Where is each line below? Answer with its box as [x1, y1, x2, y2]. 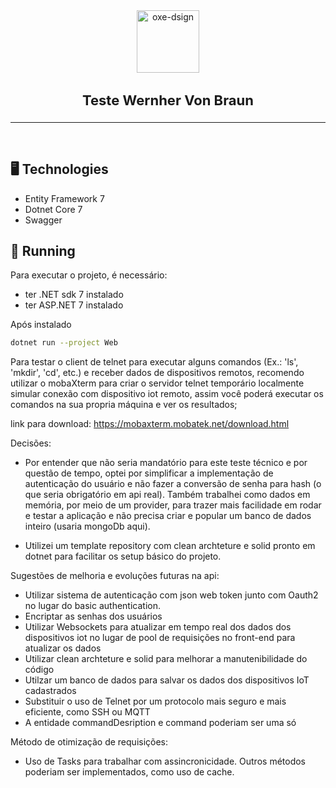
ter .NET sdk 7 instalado [24, 289, 124, 301]
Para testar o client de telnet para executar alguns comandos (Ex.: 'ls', [10, 356, 299, 368]
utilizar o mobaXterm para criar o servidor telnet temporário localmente [10, 377, 305, 389]
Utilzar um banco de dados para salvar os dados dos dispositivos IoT [24, 674, 310, 686]
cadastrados [24, 685, 77, 697]
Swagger [24, 214, 63, 226]
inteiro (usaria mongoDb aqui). [24, 520, 151, 533]
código [24, 664, 55, 676]
